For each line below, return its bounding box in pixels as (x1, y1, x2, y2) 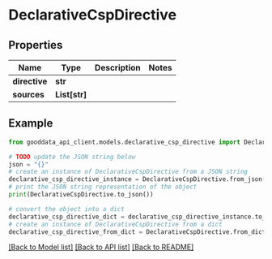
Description (94, 63, 142, 73)
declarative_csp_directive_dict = (8, 213, 125, 221)
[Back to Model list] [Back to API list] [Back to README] (8, 242, 194, 253)
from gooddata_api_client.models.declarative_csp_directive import (8, 138, 241, 146)
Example (8, 116, 53, 131)
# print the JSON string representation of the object (8, 183, 198, 192)
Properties (8, 38, 63, 52)
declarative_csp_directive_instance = (8, 175, 139, 183)
